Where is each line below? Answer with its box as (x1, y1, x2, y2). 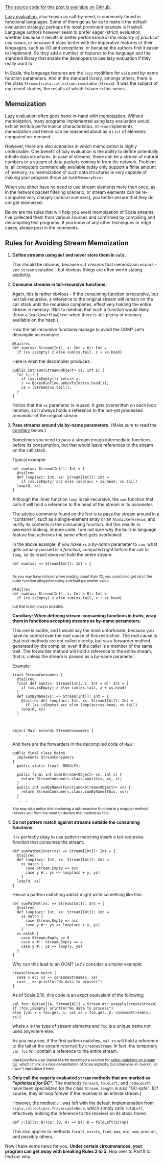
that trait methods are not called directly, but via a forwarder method (12, 637, 150, 644)
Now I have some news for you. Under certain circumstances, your (5, 1143, 143, 1149)
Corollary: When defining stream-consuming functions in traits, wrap (12, 612, 157, 618)
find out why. (5, 1153, 32, 1159)
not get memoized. (5, 200, 43, 205)
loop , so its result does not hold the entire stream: (12, 552, 113, 557)
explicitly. (12, 272, 32, 278)
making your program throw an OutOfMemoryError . (5, 174, 105, 180)
